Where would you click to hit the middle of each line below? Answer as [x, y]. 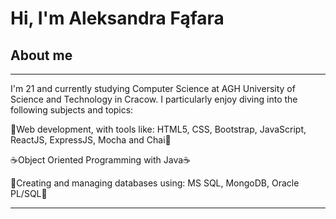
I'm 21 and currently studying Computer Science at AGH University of [153, 88]
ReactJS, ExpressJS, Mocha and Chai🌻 [91, 140]
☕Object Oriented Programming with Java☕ [101, 160]
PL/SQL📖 [29, 193]
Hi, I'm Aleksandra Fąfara [117, 18]
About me [41, 55]
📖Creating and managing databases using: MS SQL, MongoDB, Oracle [155, 183]
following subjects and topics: [72, 110]
